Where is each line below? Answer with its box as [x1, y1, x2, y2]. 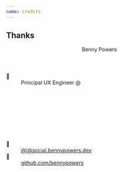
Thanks [6, 31, 35, 41]
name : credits [6, 8, 41, 15]
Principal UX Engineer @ [21, 79, 81, 86]
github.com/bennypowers [21, 160, 84, 167]
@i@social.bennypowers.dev [21, 147, 92, 154]
